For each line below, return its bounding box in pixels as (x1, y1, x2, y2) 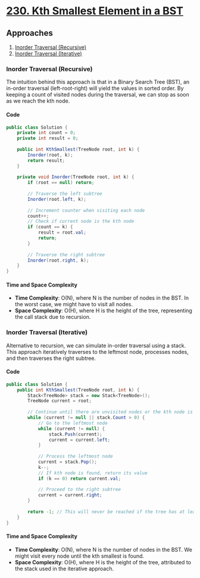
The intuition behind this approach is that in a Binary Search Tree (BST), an (6, 79, 190, 86)
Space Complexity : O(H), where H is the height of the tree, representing (14, 307, 192, 314)
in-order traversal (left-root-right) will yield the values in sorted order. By (6, 85, 184, 92)
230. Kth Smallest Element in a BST (6, 4, 183, 18)
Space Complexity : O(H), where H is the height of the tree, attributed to (14, 558, 192, 565)
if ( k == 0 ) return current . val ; (37, 476, 121, 481)
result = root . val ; (37, 229, 86, 236)
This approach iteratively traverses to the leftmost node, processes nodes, (6, 348, 189, 355)
